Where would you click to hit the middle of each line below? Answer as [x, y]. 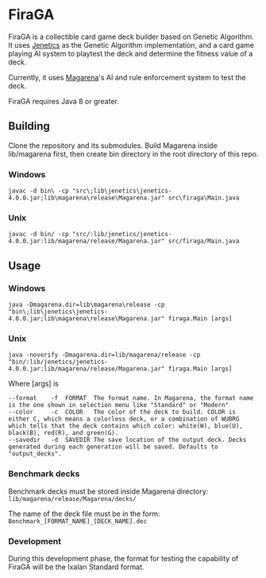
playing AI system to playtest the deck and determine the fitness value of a [131, 53]
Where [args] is [34, 384]
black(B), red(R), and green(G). [64, 433]
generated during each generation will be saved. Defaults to [113, 447]
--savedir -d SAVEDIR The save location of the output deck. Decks [127, 440]
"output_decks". [35, 454]
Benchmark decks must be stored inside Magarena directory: [108, 491]
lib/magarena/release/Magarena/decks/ [72, 498]
